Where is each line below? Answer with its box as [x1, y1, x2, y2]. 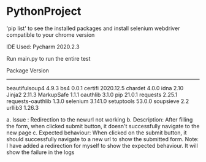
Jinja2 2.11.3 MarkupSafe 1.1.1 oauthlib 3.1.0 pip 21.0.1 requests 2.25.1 [6, 91, 178, 98]
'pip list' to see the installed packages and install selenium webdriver [6, 25, 180, 32]
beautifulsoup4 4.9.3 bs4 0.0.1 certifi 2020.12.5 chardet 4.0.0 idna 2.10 [6, 84, 184, 91]
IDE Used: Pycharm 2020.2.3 [6, 43, 80, 50]
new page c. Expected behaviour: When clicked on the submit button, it [6, 129, 187, 136]
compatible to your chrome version [6, 31, 95, 38]
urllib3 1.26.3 [6, 104, 39, 111]
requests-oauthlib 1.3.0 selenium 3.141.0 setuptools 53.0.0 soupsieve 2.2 [6, 97, 189, 105]
